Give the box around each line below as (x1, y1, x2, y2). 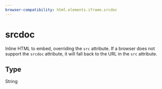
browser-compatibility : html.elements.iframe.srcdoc (5, 7, 117, 12)
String (5, 78, 18, 84)
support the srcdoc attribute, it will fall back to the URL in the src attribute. (5, 50, 157, 56)
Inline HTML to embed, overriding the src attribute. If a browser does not (5, 45, 155, 51)
